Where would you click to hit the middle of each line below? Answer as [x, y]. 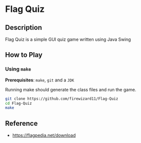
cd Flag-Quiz [19, 103]
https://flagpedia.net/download [44, 136]
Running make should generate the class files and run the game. [71, 89]
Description [23, 28]
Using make [18, 69]
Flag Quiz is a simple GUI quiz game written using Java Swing [68, 39]
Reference [22, 123]
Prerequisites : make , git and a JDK [40, 80]
